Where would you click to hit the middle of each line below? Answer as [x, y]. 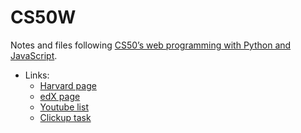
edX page [60, 96]
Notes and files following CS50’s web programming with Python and [151, 45]
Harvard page [68, 85]
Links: [37, 75]
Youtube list [64, 107]
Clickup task [65, 117]
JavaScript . [34, 55]
